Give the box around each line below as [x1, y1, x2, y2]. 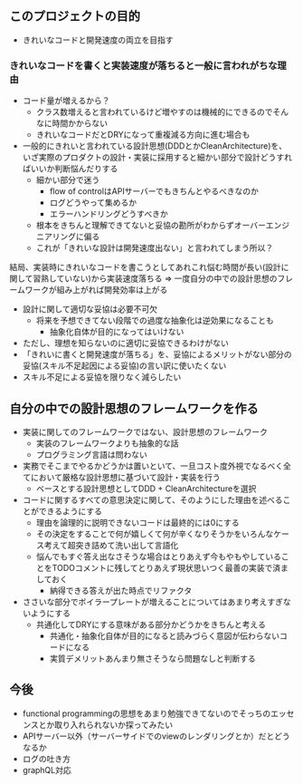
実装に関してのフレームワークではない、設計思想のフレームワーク [22, 426, 269, 437]
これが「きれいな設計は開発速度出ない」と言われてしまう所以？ [35, 243, 274, 254]
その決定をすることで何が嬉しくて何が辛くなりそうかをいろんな [35, 528, 274, 539]
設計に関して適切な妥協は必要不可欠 [22, 304, 158, 315]
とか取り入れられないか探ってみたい [38, 719, 174, 730]
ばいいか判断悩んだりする [22, 163, 118, 174]
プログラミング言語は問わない [35, 449, 147, 460]
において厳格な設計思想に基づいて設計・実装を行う [30, 471, 221, 482]
